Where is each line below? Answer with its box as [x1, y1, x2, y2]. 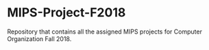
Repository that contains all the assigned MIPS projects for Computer [7, 27, 202, 36]
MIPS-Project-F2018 [7, 5, 126, 21]
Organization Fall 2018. [7, 34, 72, 42]
